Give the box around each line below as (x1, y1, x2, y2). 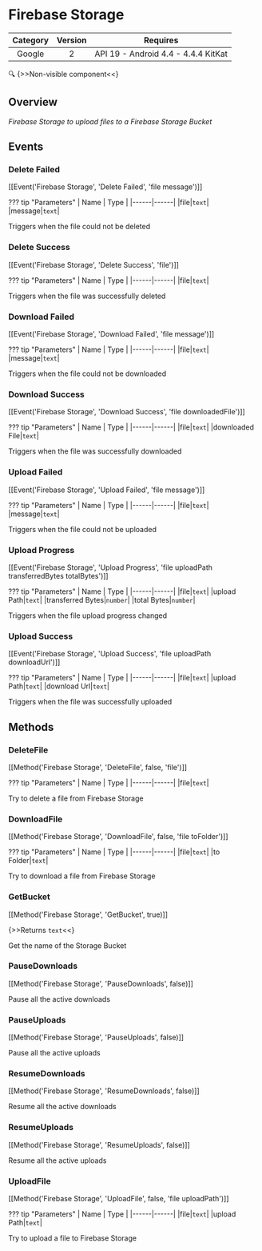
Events (8, 140, 44, 154)
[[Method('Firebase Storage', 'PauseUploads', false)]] (8, 1032, 185, 1043)
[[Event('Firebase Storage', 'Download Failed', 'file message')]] (8, 329, 215, 339)
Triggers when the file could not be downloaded (8, 369, 167, 378)
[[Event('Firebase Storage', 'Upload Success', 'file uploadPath (8, 649, 212, 659)
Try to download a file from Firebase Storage (8, 871, 156, 881)
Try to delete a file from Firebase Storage (8, 793, 144, 803)
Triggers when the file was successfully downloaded (8, 446, 182, 456)
